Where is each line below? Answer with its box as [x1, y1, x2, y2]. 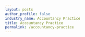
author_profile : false [5, 12, 50, 16]
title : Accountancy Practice [5, 20, 63, 25]
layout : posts [5, 7, 34, 12]
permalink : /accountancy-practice [5, 25, 74, 30]
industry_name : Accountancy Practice [5, 16, 81, 21]
